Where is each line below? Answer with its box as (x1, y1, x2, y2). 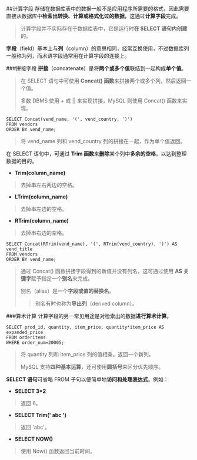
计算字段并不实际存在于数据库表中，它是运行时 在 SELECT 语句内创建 (20, 25, 188, 32)
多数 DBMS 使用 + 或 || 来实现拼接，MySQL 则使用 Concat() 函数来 (20, 97, 182, 104)
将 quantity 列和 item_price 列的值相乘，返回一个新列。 (20, 351, 154, 358)
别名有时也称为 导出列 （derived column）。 (35, 300, 138, 307)
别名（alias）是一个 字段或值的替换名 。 (20, 287, 115, 294)
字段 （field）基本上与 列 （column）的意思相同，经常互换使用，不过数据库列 (6, 45, 189, 52)
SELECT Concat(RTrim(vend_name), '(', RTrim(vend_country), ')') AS (6, 241, 178, 247)
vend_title (6, 246, 33, 252)
